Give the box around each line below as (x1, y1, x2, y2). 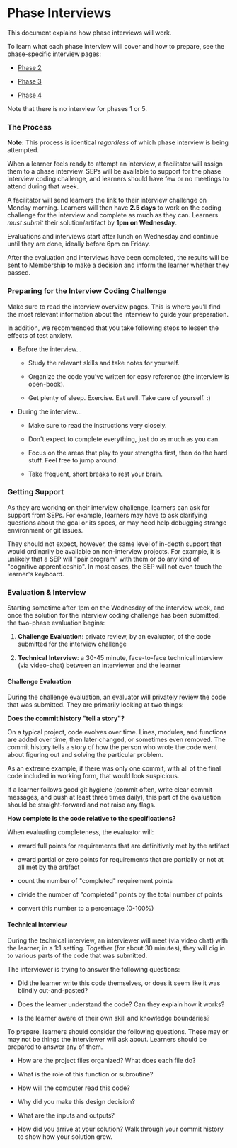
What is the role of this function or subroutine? (17, 1069, 154, 1078)
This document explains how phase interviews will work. (7, 28, 172, 37)
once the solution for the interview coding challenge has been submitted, (7, 611, 221, 620)
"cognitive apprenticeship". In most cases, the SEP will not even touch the (7, 562, 223, 571)
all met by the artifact (17, 863, 80, 872)
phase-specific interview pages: (7, 50, 101, 58)
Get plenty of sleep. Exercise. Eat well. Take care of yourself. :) (28, 393, 211, 402)
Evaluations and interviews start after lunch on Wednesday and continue (7, 232, 219, 241)
